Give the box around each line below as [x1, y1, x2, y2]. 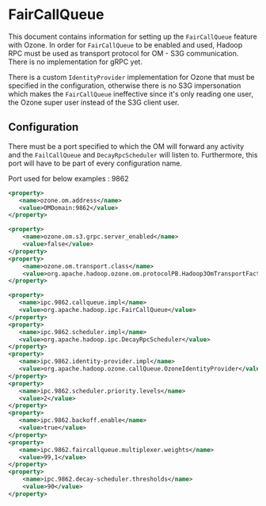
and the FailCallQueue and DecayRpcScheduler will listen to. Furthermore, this [8, 150, 258, 159]
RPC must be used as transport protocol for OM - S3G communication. [8, 48, 239, 58]
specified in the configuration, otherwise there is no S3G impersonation [8, 81, 241, 90]
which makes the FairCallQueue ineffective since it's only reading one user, [8, 89, 253, 98]
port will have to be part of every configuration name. [8, 158, 183, 168]
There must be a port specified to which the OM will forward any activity [8, 141, 245, 151]
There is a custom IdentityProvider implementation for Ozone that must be [8, 72, 255, 82]
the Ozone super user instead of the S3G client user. [8, 97, 180, 107]
